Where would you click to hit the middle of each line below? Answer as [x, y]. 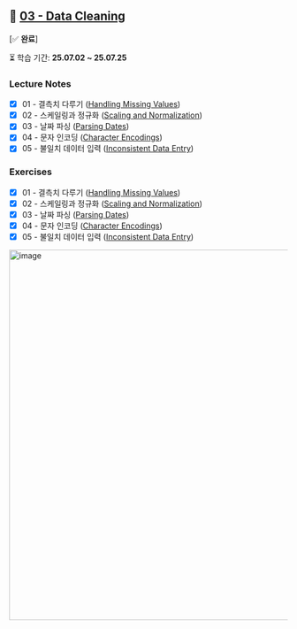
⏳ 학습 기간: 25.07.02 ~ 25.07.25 [68, 58]
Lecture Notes [40, 83]
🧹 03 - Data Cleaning [67, 16]
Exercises [31, 172]
